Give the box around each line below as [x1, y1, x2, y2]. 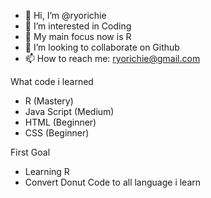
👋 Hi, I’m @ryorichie [24, 10, 107, 21]
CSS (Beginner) [24, 127, 90, 139]
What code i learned [10, 76, 94, 87]
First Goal [10, 146, 51, 158]
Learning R [24, 166, 70, 177]
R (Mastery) [24, 95, 74, 107]
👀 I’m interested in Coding [24, 20, 132, 32]
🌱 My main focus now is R [24, 31, 132, 42]
